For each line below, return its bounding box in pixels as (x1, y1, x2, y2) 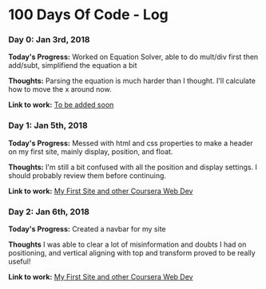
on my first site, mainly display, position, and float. (8, 146, 173, 156)
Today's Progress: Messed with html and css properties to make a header (8, 138, 253, 148)
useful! (8, 257, 31, 267)
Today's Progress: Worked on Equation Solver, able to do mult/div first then (8, 52, 259, 61)
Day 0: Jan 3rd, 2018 (8, 34, 90, 46)
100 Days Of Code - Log (8, 6, 169, 24)
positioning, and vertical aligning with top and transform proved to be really (8, 248, 256, 258)
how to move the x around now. (8, 85, 112, 94)
